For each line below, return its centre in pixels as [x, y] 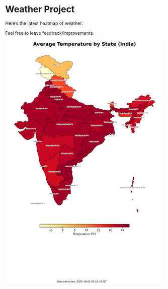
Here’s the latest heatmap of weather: [44, 23]
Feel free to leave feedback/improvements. [50, 33]
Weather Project [40, 9]
